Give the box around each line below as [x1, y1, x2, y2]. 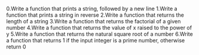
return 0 [6, 43, 26, 50]
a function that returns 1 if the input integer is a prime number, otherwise [6, 37, 185, 44]
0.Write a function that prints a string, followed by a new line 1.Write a [6, 5, 178, 12]
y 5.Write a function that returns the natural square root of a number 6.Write [6, 30, 193, 38]
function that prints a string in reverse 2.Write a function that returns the [6, 11, 185, 19]
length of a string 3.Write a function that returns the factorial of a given [6, 18, 181, 25]
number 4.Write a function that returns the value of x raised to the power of [6, 24, 192, 31]
